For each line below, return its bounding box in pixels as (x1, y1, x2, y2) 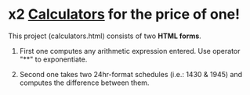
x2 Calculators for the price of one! (8, 5, 241, 23)
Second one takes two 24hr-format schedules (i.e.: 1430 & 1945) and (19, 69, 243, 79)
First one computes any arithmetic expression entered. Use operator (19, 46, 241, 55)
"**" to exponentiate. (19, 55, 88, 64)
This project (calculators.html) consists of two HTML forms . (8, 31, 201, 40)
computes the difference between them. (19, 78, 150, 87)
